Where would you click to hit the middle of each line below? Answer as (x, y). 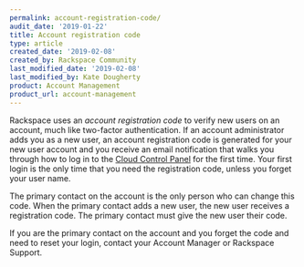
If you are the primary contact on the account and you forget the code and (149, 232)
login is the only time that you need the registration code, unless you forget (151, 169)
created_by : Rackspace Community (73, 60)
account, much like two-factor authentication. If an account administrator (147, 129)
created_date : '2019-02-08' (63, 52)
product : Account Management (65, 86)
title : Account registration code (75, 35)
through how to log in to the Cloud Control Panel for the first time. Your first (151, 159)
